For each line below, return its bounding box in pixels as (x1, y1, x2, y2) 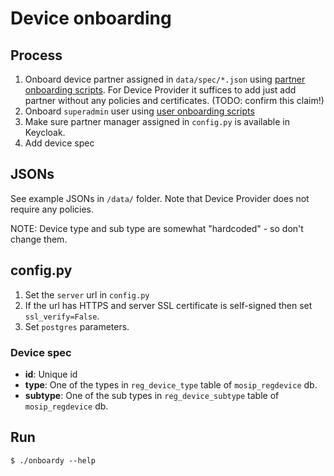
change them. (10, 233, 68, 245)
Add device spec (24, 137, 95, 149)
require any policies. (10, 203, 95, 215)
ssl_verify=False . (24, 310, 100, 322)
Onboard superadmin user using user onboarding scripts (24, 105, 255, 117)
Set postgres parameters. (24, 320, 130, 332)
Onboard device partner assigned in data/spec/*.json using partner (24, 73, 306, 85)
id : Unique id (24, 368, 78, 380)
